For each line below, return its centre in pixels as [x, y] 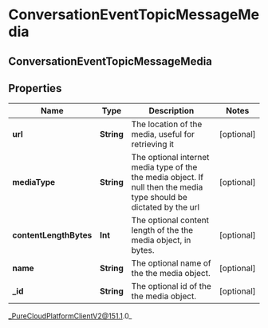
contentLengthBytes [52, 235]
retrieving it [152, 144]
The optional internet [170, 158]
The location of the [167, 124]
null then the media [167, 187]
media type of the [164, 167]
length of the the [162, 230]
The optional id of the [171, 286]
